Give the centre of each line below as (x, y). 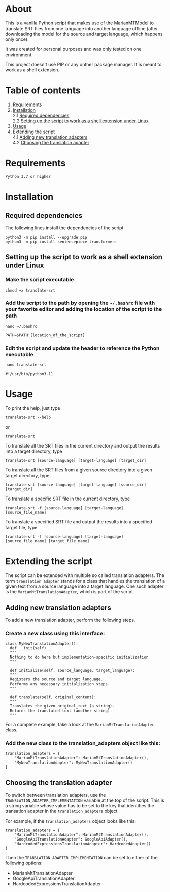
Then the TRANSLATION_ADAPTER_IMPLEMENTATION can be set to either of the (82, 858)
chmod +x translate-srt (30, 290)
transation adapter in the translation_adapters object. (62, 811)
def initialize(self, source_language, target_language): (73, 671)
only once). (17, 39)
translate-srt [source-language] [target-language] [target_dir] (76, 461)
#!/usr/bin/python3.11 (29, 374)
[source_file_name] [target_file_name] (47, 541)
